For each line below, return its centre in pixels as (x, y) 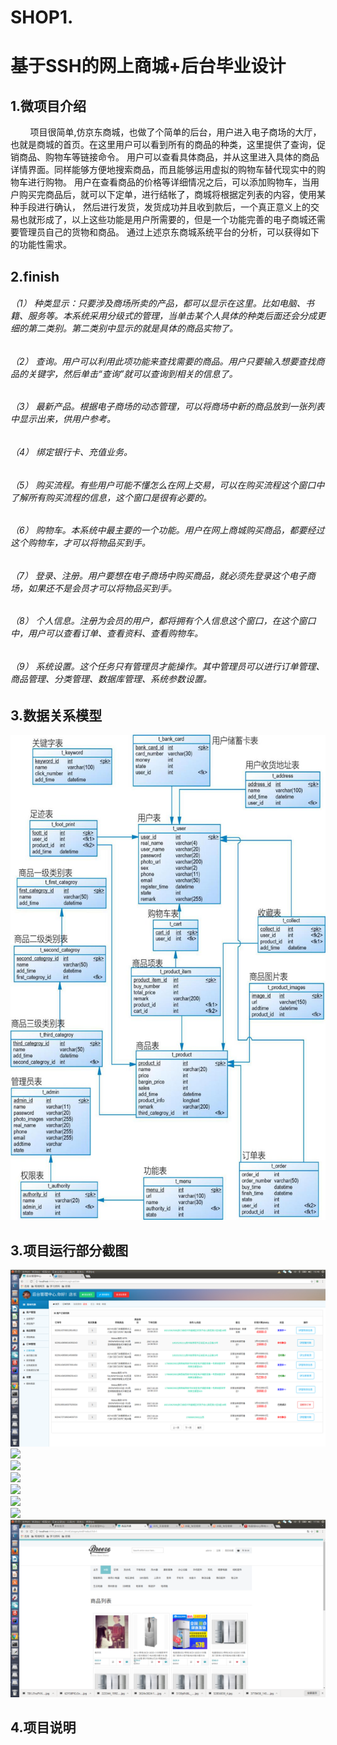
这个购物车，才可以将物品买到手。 (80, 543)
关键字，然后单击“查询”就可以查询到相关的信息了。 (132, 373)
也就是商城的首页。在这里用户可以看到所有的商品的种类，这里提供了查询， (163, 145)
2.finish (35, 276)
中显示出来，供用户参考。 (63, 419)
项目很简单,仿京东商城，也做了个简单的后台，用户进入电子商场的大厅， (175, 132)
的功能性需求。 (41, 245)
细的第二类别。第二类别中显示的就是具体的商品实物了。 (124, 328)
